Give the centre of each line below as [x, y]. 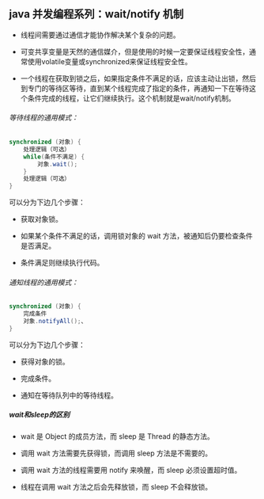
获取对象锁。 [41, 219]
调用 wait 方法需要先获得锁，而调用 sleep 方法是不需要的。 [116, 453]
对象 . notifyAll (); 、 [55, 322]
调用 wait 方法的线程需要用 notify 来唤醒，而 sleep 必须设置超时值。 [131, 470]
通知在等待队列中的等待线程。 [69, 395]
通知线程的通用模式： [43, 282]
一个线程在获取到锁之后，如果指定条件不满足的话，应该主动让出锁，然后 [138, 78]
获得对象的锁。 [45, 361]
